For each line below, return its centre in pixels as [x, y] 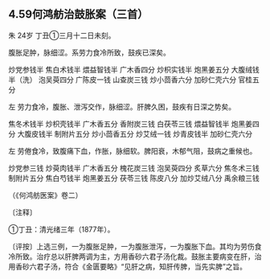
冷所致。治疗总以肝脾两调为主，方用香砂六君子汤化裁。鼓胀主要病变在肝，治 [135, 256]
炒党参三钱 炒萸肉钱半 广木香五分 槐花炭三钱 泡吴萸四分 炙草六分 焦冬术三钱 [134, 168]
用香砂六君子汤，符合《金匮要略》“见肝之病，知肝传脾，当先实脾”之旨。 [128, 266]
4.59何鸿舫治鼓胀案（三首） [78, 14]
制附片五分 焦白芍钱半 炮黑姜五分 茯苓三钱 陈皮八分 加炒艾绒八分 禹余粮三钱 [134, 178]
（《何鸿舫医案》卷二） [45, 195]
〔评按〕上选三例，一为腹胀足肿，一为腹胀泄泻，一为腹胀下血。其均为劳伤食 [135, 246]
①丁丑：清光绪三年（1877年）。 [61, 229]
